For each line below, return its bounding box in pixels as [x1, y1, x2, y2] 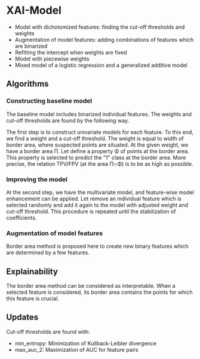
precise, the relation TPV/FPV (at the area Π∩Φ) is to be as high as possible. [6, 160, 194, 168]
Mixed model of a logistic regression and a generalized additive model [14, 61, 188, 69]
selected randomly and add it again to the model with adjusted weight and [6, 201, 189, 208]
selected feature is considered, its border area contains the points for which [6, 288, 193, 296]
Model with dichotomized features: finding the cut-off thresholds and [14, 23, 185, 31]
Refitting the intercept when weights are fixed [14, 48, 127, 56]
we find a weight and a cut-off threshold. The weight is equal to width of [6, 135, 184, 142]
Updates [6, 312, 39, 323]
